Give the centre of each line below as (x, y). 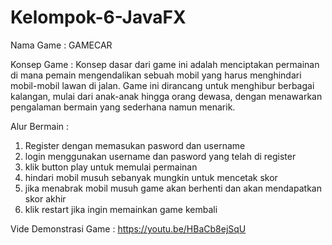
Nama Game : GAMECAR (61, 45)
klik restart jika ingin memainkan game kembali (121, 209)
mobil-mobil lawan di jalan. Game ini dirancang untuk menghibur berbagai (162, 85)
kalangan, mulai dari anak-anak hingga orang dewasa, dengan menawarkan (166, 96)
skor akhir (45, 198)
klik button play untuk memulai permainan (111, 167)
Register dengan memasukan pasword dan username (135, 145)
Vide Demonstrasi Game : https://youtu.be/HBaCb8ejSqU (128, 228)
